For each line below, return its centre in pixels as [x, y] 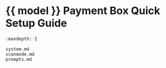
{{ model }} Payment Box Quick [83, 11]
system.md [18, 49]
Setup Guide [36, 23]
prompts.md [19, 59]
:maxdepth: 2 [21, 39]
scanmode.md [20, 54]
